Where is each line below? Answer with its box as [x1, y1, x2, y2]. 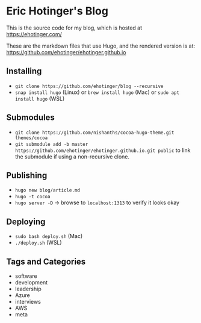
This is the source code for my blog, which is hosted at [6, 24, 143, 31]
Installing [6, 66, 42, 77]
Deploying [6, 216, 46, 227]
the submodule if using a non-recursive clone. [14, 152, 130, 160]
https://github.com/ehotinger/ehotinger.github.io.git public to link [14, 146, 191, 154]
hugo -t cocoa [14, 194, 51, 200]
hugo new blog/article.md [14, 187, 80, 193]
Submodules [6, 113, 55, 123]
